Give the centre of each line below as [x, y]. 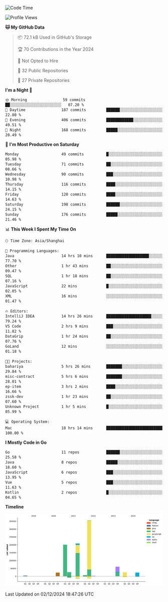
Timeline [15, 507]
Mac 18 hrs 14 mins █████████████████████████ [84, 428]
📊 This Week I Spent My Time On [41, 229]
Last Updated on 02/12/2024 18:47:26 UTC [50, 594]
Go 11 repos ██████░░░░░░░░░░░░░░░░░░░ [84, 452]
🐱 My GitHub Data [25, 27]
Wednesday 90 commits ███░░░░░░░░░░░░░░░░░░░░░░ [84, 174]
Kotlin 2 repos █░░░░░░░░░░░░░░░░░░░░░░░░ [84, 492]
